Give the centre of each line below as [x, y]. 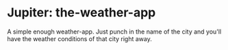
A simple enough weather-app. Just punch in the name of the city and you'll [114, 32]
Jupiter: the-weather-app [81, 13]
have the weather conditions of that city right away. [80, 38]
